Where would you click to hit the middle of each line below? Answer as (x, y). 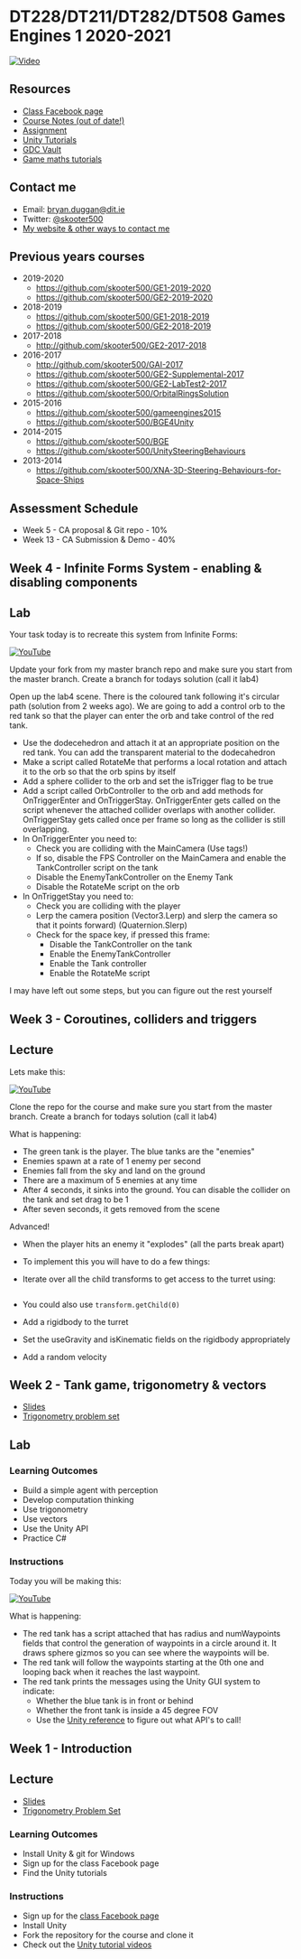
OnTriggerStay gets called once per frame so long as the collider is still (154, 820)
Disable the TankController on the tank (121, 945)
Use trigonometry (55, 1509)
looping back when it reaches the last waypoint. (111, 1672)
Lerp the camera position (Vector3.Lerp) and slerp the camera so (156, 916)
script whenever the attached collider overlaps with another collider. (149, 810)
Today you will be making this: (65, 1581)
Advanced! (29, 1227)
